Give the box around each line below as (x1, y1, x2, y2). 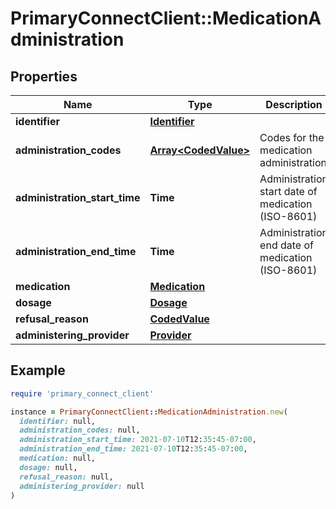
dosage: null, (19, 462, 78, 472)
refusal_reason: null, (19, 472, 114, 482)
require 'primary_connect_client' (10, 388, 155, 399)
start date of (259, 185, 318, 198)
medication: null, (19, 453, 97, 464)
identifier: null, (19, 416, 97, 426)
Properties (10, 68, 78, 85)
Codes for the (259, 131, 325, 144)
